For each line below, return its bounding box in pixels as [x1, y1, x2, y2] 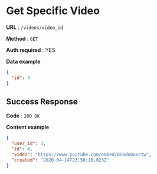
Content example [6, 124, 50, 131]
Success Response [6, 96, 78, 107]
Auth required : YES [6, 46, 55, 54]
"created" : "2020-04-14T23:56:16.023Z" [11, 157, 110, 163]
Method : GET [6, 35, 38, 42]
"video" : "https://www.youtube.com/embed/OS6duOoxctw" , [11, 152, 152, 157]
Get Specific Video [6, 4, 100, 18]
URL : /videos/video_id [6, 24, 63, 31]
